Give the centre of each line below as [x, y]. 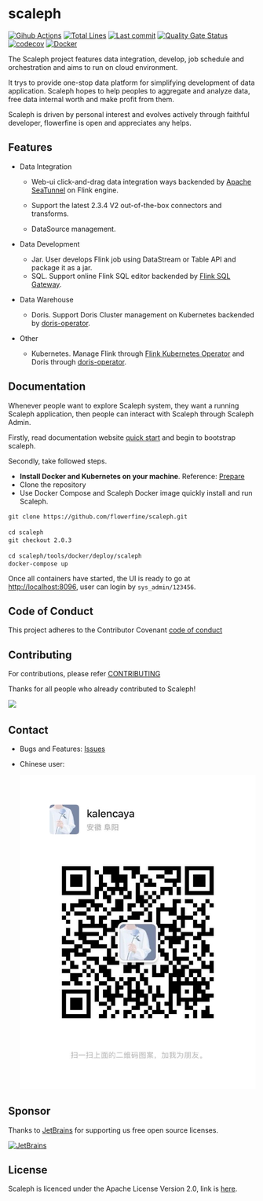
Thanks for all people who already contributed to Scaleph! [102, 689]
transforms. [50, 214]
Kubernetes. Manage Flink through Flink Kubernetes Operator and [138, 353]
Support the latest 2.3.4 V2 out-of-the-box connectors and [126, 205]
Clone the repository [53, 485]
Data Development [49, 243]
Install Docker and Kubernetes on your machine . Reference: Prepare [132, 476]
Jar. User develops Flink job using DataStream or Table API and [133, 259]
